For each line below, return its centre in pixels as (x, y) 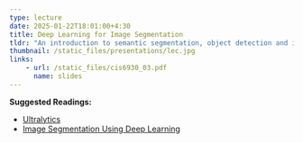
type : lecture (36, 18)
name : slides (58, 76)
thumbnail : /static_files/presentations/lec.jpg (102, 51)
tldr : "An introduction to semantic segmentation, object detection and (149, 43)
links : (22, 59)
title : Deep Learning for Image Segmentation (96, 34)
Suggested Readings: (50, 102)
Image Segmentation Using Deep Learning (101, 129)
